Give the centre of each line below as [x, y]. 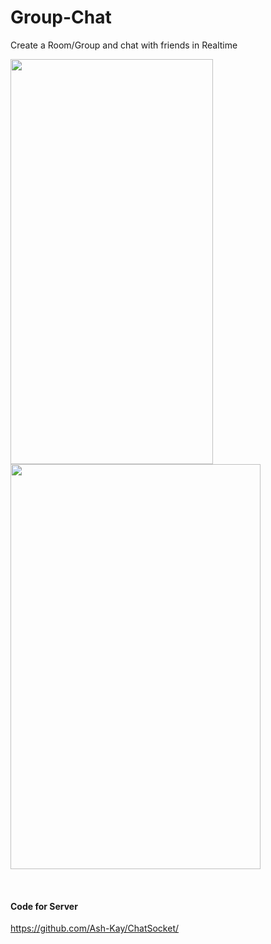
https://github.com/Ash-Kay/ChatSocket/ [95, 928]
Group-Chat [61, 17]
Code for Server [44, 906]
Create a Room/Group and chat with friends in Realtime [124, 45]
